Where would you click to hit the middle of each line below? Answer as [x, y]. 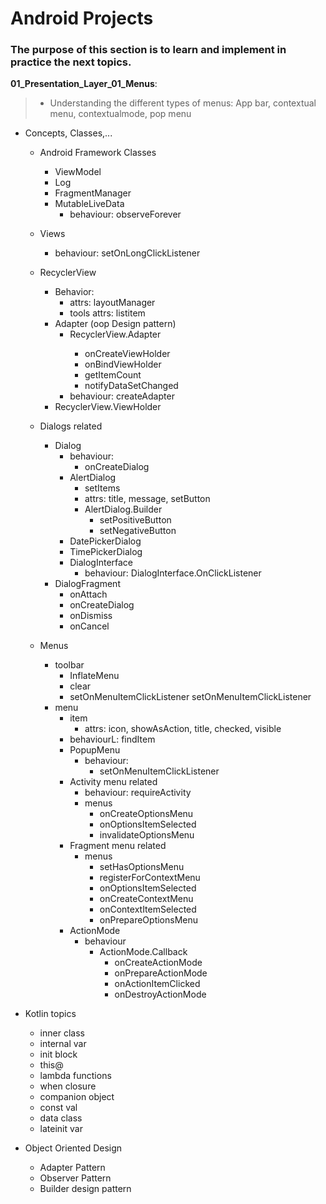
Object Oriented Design [73, 1148]
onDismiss [91, 616]
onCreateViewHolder [127, 354]
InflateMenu [94, 676]
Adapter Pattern [72, 1168]
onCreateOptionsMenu [146, 814]
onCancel [89, 626]
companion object [77, 1097]
